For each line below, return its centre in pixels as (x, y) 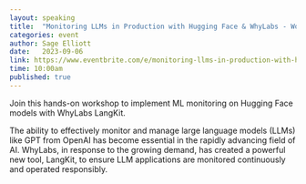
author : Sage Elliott (51, 43)
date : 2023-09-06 (46, 52)
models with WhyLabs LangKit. (67, 112)
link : (20, 60)
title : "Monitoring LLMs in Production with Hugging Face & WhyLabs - (148, 26)
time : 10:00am (36, 69)
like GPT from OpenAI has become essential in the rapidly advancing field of (153, 140)
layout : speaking (42, 18)
